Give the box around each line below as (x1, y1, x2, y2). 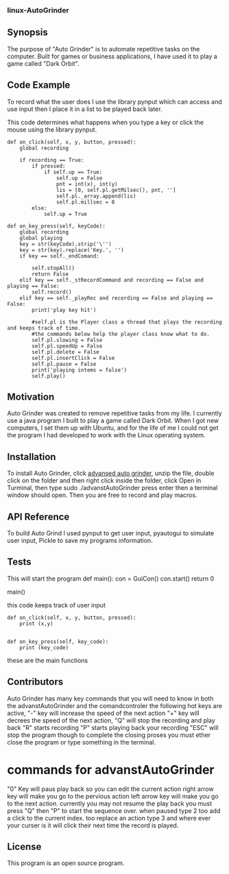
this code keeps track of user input (7, 600, 106, 609)
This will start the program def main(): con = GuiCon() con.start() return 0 (7, 574, 215, 583)
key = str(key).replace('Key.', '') (19, 246, 125, 254)
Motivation (7, 391, 55, 402)
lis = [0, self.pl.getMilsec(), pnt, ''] (56, 186, 176, 193)
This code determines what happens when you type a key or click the (7, 118, 204, 126)
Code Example (7, 80, 71, 91)
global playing (19, 234, 63, 241)
